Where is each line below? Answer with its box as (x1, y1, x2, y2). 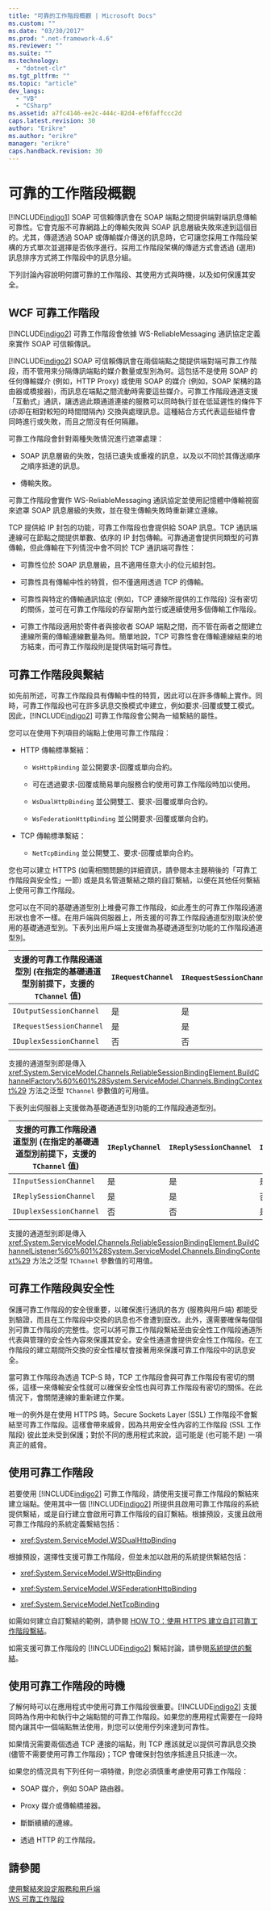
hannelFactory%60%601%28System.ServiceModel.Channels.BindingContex (8, 1075, 263, 1086)
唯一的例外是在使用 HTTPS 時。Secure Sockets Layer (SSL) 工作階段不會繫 (8, 1410, 258, 1419)
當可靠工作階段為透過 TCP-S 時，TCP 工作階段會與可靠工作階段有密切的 (8, 1372, 248, 1381)
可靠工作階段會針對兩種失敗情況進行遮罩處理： (8, 434, 164, 444)
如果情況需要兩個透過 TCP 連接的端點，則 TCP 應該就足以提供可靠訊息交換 (8, 1739, 256, 1749)
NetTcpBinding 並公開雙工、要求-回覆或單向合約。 (31, 848, 198, 857)
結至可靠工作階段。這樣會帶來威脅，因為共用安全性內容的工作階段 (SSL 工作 (8, 1419, 261, 1429)
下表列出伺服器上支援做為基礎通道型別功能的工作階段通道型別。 (8, 1103, 220, 1113)
